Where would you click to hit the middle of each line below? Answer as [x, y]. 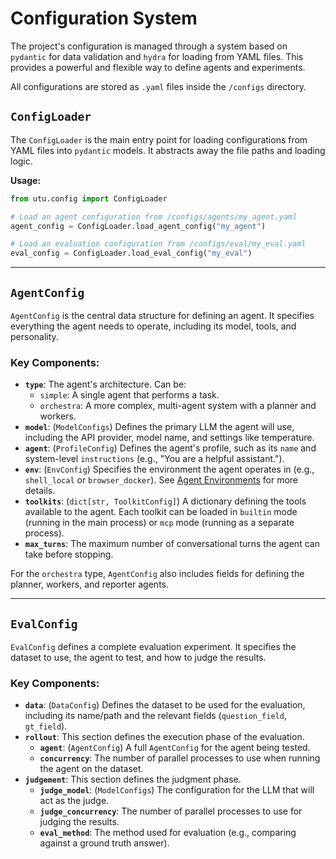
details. [40, 491]
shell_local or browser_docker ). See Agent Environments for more [161, 480]
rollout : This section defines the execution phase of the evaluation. [164, 737]
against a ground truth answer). [104, 843]
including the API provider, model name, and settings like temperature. [169, 438]
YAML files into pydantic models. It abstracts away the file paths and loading [168, 150]
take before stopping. [69, 554]
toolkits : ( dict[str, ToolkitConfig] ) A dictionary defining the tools [165, 501]
